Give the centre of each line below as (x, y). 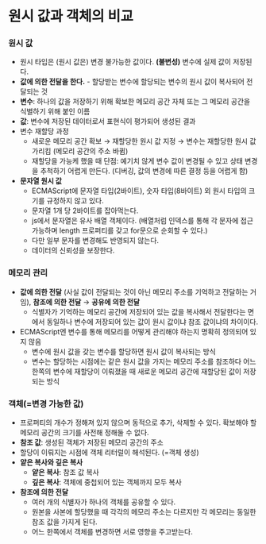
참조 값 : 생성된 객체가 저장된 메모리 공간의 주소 (92, 442)
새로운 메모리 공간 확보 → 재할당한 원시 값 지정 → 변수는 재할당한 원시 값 (144, 141)
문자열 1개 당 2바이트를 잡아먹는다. (85, 210)
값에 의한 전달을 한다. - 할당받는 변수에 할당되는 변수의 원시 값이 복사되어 (132, 82)
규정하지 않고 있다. (75, 201)
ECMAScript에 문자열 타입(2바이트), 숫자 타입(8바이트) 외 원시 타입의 (139, 191)
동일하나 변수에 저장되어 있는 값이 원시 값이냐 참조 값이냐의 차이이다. (152, 322)
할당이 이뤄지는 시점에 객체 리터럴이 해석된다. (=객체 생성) (109, 453)
